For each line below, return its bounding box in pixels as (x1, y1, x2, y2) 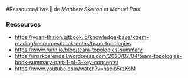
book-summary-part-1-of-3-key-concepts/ (14, 59, 119, 66)
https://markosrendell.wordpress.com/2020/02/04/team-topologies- (14, 53, 182, 60)
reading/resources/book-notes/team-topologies (14, 40, 131, 47)
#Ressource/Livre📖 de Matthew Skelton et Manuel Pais (6, 6, 140, 12)
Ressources (6, 20, 41, 28)
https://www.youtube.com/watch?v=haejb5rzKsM (14, 65, 136, 72)
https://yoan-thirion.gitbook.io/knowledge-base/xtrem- (14, 34, 149, 41)
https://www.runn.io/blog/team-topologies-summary (14, 46, 143, 53)
